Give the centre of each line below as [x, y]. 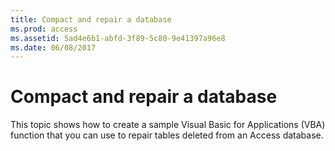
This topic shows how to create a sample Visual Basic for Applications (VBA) [168, 125]
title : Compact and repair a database [91, 19]
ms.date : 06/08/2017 [53, 47]
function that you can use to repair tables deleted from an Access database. [167, 135]
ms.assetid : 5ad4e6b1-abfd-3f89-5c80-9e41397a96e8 [118, 38]
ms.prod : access [44, 29]
